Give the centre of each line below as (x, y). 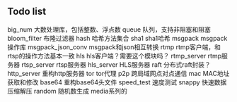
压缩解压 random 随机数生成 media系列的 (67, 91)
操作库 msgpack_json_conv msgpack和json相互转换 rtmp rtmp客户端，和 (114, 47)
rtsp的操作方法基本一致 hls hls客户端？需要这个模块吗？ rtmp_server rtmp (115, 56)
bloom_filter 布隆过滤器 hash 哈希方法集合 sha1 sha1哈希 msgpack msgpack (117, 38)
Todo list (27, 12)
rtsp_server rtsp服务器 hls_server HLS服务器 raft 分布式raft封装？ (116, 64)
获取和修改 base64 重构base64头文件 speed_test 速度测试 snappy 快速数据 (117, 82)
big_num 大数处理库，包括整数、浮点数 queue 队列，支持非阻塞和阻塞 (109, 29)
